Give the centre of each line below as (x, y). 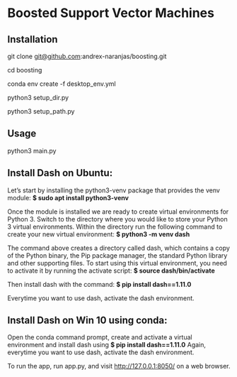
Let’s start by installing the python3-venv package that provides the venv (114, 190)
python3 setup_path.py (41, 111)
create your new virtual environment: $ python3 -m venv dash (99, 234)
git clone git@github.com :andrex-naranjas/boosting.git (87, 56)
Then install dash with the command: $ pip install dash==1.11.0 (99, 284)
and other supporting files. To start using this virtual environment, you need (117, 263)
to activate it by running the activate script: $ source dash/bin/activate (111, 271)
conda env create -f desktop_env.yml (62, 84)
